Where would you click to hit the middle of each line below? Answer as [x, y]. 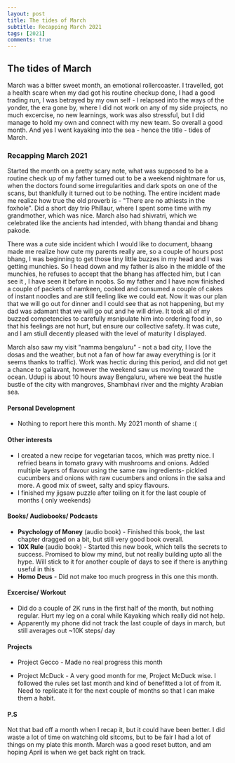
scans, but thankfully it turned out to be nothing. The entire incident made [114, 193]
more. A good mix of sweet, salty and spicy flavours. [93, 485]
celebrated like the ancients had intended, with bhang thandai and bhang [113, 223]
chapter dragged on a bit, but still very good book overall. [100, 539]
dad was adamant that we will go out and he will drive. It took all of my [109, 311]
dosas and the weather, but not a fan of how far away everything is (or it [112, 354]
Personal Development [41, 408]
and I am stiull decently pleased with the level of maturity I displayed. [107, 333]
